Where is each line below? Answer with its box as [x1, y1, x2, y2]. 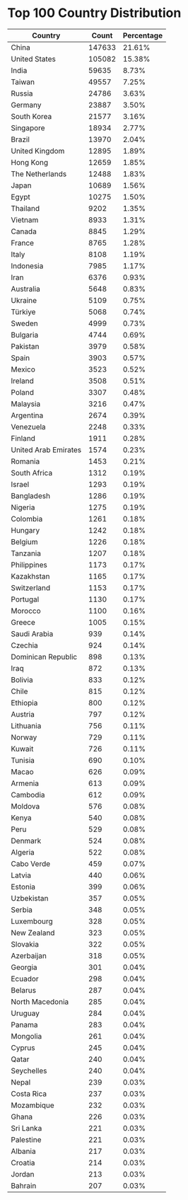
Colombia [11, 514, 43, 524]
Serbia [11, 904, 33, 914]
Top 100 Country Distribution [7, 5, 182, 21]
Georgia [11, 962, 37, 972]
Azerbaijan [11, 950, 47, 960]
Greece [11, 617, 35, 627]
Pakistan [11, 341, 40, 351]
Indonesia [11, 260, 44, 270]
